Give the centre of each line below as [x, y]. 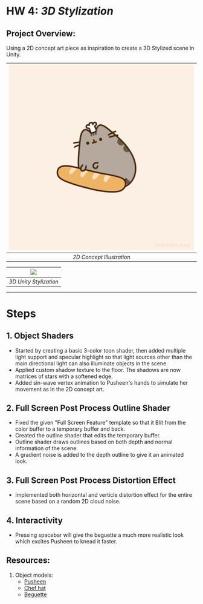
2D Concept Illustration [101, 257]
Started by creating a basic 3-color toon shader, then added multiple [100, 350]
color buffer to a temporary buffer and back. [70, 429]
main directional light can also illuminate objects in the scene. [91, 363]
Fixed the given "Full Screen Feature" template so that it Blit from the [100, 423]
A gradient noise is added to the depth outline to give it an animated [99, 455]
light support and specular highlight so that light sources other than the [103, 357]
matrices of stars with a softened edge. [64, 376]
